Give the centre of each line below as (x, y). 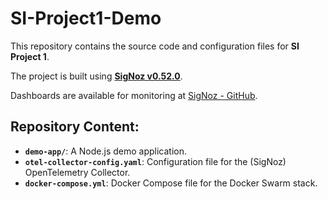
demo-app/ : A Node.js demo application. (106, 151)
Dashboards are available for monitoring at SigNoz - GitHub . (134, 95)
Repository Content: (75, 127)
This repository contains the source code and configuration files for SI (155, 46)
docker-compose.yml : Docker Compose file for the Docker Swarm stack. (171, 183)
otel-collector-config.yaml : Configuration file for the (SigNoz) (155, 161)
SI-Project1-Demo (86, 18)
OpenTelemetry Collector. (77, 172)
